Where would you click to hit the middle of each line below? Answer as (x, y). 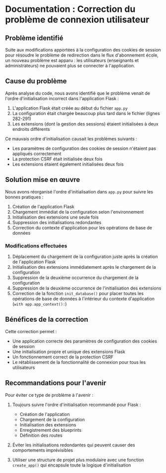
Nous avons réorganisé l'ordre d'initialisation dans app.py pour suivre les (79, 191)
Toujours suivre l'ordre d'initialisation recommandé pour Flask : (77, 405)
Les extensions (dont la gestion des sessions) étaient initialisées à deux (85, 124)
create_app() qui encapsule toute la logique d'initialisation (72, 465)
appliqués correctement (37, 153)
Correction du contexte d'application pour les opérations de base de (82, 228)
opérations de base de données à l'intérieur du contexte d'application (83, 298)
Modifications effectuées (36, 245)
